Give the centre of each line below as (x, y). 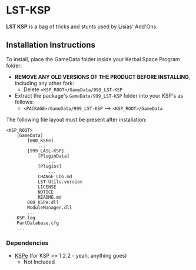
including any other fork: (44, 83)
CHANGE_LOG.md (55, 176)
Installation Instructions (51, 45)
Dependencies (27, 243)
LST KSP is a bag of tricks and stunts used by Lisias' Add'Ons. (82, 26)
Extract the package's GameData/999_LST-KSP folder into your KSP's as (99, 95)
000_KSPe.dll (43, 202)
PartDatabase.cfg (38, 223)
